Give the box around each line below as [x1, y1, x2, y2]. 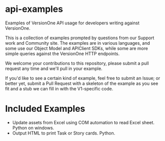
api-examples [5, 3, 63, 15]
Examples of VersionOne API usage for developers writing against [5, 20, 140, 26]
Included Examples [5, 103, 86, 115]
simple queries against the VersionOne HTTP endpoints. [5, 51, 120, 57]
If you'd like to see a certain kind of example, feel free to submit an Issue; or [5, 75, 160, 81]
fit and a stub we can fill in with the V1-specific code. [5, 85, 113, 91]
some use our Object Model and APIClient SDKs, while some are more [5, 45, 148, 51]
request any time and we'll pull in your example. [5, 66, 103, 71]
